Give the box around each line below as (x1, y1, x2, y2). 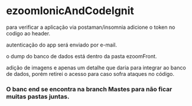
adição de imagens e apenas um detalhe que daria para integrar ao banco (6, 64, 186, 71)
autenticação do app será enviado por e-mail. (6, 41, 117, 48)
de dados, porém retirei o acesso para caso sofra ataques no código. (6, 70, 175, 77)
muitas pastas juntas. (6, 92, 70, 101)
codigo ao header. (6, 29, 51, 37)
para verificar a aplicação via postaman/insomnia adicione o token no (6, 24, 175, 31)
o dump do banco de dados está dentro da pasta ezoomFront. (6, 52, 157, 59)
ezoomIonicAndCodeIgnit (6, 4, 135, 18)
